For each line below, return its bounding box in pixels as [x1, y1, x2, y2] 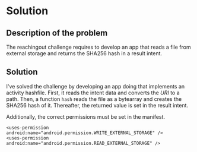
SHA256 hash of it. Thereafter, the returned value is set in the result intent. [6, 102, 189, 109]
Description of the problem [6, 28, 108, 38]
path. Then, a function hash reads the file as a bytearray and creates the [6, 95, 182, 102]
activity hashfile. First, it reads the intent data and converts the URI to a [6, 89, 180, 96]
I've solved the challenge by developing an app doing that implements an [6, 83, 185, 90]
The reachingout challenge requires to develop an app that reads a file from [6, 43, 191, 50]
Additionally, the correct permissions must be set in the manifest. [6, 113, 165, 120]
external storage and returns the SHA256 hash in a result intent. [6, 50, 162, 57]
